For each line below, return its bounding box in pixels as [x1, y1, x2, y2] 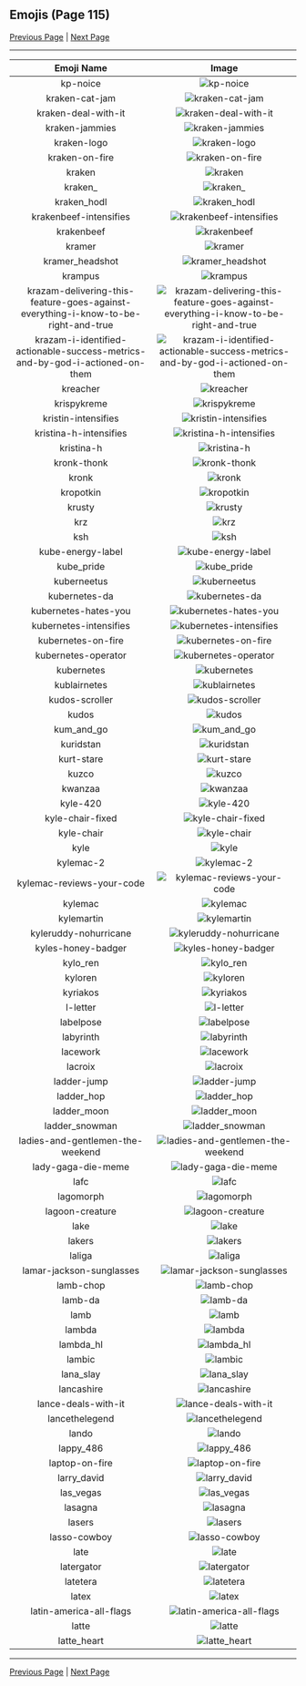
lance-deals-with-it [36, 1397, 125, 1410]
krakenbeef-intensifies [31, 210, 130, 222]
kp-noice [60, 77, 102, 89]
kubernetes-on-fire [37, 633, 125, 646]
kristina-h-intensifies [35, 427, 127, 439]
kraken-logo [54, 136, 108, 149]
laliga [69, 1249, 93, 1261]
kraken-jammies [45, 121, 117, 134]
